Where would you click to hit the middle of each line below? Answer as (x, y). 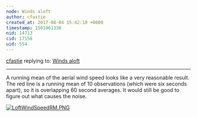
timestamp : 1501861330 (34, 28)
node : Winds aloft (28, 11)
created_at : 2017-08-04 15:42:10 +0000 (55, 22)
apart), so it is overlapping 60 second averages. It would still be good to (93, 90)
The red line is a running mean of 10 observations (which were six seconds (96, 84)
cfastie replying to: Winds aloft (43, 61)
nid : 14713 (19, 33)
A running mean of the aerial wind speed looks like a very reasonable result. (98, 77)
